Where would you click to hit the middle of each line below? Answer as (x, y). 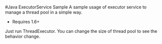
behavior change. (23, 36)
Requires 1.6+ (26, 22)
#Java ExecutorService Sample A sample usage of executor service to (76, 7)
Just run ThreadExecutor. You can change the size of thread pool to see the (81, 31)
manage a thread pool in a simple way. (44, 12)
